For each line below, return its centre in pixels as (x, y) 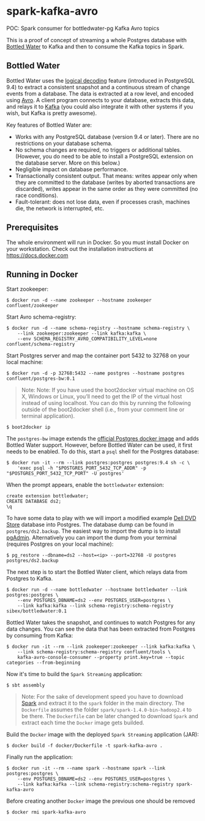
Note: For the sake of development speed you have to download (102, 697)
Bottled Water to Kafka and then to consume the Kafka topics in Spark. (95, 46)
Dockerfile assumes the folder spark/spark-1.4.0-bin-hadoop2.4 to (106, 710)
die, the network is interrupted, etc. (60, 208)
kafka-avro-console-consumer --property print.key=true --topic (101, 658)
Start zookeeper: (28, 289)
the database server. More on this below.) (68, 163)
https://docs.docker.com (37, 255)
